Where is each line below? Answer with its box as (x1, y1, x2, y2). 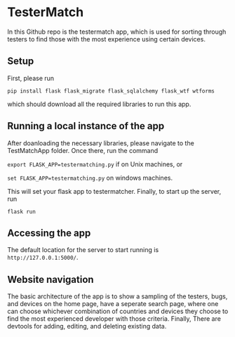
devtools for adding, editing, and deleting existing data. (7, 322, 167, 331)
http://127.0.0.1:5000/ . (7, 253, 79, 262)
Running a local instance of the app (7, 120, 165, 132)
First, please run (7, 74, 55, 82)
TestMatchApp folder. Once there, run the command (7, 146, 159, 154)
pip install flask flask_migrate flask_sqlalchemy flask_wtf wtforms (7, 87, 215, 95)
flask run (7, 208, 36, 215)
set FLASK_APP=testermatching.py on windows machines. (7, 173, 173, 182)
